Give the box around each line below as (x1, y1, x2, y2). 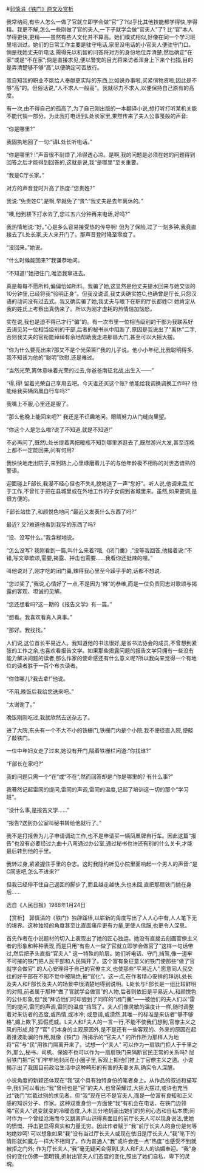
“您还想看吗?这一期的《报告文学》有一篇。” (6, 601, 112, 607)
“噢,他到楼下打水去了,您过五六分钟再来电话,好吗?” (6, 210, 131, 217)
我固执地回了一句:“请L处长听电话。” (6, 139, 93, 145)
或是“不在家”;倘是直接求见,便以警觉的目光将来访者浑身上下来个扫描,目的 (14, 56, 193, 63)
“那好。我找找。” (6, 626, 46, 634)
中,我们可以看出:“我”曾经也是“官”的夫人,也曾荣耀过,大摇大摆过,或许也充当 (6, 1084, 188, 1092)
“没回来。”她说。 (6, 244, 46, 251)
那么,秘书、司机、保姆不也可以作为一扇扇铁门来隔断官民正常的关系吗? (13, 1048, 188, 1056)
